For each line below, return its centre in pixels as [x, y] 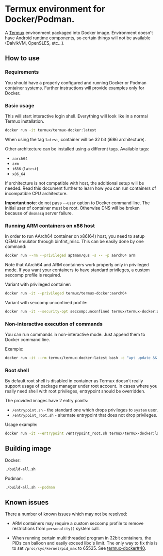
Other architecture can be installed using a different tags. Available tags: [77, 148]
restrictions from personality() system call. [56, 529]
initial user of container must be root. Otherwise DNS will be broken [72, 208]
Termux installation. [25, 121]
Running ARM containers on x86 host [50, 226]
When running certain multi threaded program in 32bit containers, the [81, 538]
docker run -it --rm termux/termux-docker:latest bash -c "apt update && [81, 358]
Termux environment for [55, 9]
